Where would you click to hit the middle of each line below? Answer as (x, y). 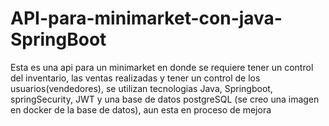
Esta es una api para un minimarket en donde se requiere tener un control (162, 67)
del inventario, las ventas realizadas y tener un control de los (135, 78)
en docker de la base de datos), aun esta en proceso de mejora (141, 109)
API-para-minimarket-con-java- (146, 18)
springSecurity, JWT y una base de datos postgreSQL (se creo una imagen (165, 99)
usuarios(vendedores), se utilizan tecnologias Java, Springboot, (141, 88)
